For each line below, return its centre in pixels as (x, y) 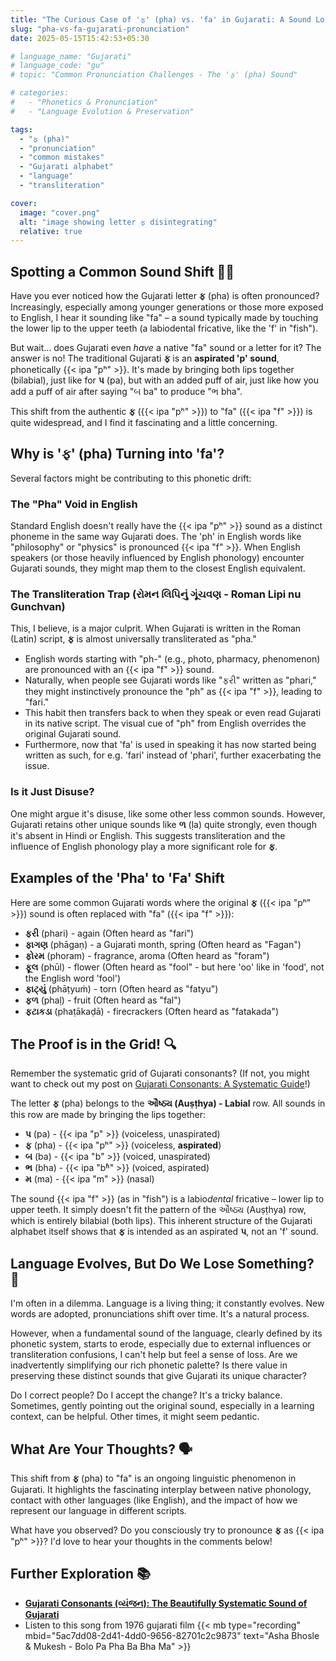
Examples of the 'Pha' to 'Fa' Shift (117, 878)
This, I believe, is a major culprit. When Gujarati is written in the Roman (156, 628)
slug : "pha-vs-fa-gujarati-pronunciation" (100, 29)
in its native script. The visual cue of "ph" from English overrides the (165, 723)
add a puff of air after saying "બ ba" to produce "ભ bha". (126, 392)
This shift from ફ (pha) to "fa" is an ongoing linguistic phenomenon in (153, 1478)
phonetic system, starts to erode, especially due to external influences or (161, 1344)
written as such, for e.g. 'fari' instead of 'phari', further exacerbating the (173, 755)
